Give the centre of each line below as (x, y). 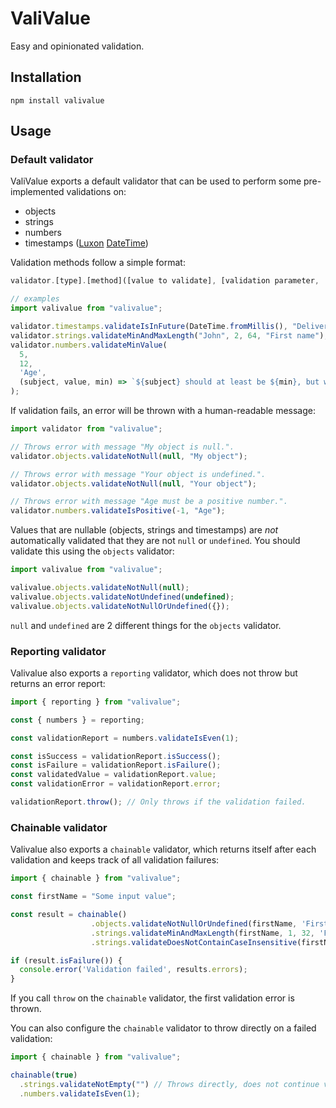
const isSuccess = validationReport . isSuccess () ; (116, 756)
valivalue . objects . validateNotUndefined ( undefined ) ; (122, 597)
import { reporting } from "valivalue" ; (96, 702)
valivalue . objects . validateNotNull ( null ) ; (100, 588)
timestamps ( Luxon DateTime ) (86, 243)
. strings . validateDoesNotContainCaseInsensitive (194, 942)
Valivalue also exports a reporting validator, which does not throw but (154, 673)
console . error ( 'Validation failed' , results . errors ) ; (133, 970)
